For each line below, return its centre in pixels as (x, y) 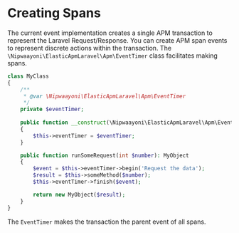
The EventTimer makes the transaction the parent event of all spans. (107, 222)
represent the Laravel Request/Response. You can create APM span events (117, 40)
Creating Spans (54, 13)
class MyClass (28, 76)
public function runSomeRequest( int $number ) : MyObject (105, 155)
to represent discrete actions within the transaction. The (90, 48)
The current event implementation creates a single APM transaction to (110, 33)
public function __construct (63, 123)
